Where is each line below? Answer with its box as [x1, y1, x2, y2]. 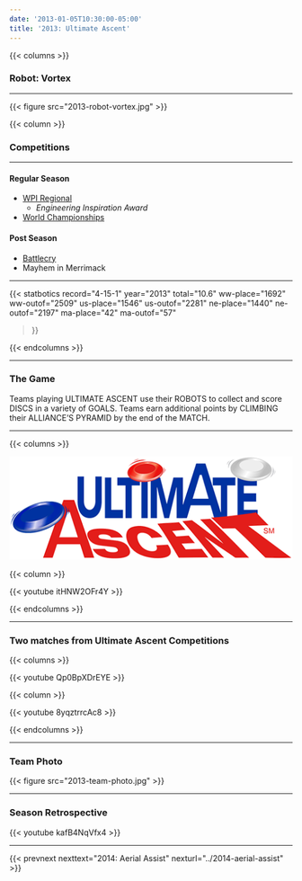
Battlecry [22, 253, 57, 263]
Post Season [9, 232, 58, 243]
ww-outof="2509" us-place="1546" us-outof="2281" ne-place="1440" [9, 298, 273, 308]
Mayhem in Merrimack [22, 262, 106, 273]
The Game [9, 373, 56, 386]
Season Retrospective [9, 806, 108, 819]
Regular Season [9, 173, 70, 183]
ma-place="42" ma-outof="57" [60, 307, 177, 318]
